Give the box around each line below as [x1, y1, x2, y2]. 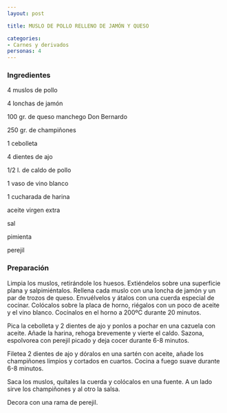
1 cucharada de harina [7, 193, 70, 201]
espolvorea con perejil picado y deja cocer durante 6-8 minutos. [7, 336, 190, 344]
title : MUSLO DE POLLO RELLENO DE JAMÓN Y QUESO [7, 22, 149, 30]
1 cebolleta [7, 139, 38, 148]
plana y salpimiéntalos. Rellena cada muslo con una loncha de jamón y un [7, 286, 216, 295]
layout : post [7, 10, 45, 17]
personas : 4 [7, 47, 41, 55]
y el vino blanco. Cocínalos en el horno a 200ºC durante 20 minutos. [7, 308, 202, 317]
